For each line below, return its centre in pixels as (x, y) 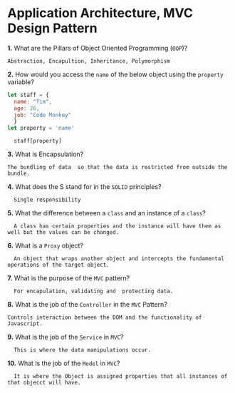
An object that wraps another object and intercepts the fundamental (119, 259)
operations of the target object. (59, 265)
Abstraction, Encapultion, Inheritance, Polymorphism (89, 61)
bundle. (19, 174)
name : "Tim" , (33, 101)
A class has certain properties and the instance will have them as (117, 226)
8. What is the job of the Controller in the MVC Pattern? (87, 305)
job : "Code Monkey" (43, 115)
